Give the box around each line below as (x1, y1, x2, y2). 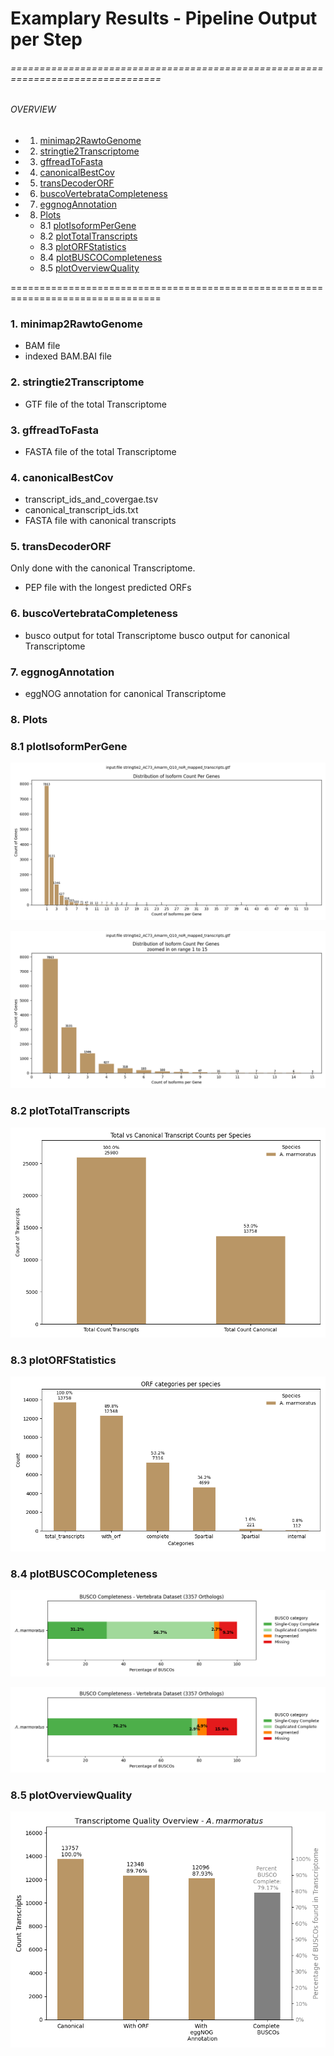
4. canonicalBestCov (10, 470, 114, 484)
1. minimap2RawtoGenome (10, 317, 143, 331)
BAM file (24, 340, 61, 352)
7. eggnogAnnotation (10, 665, 115, 679)
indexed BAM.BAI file (24, 350, 113, 362)
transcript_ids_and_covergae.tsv (24, 493, 159, 506)
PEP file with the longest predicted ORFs (24, 582, 192, 594)
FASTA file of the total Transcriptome (24, 445, 177, 457)
